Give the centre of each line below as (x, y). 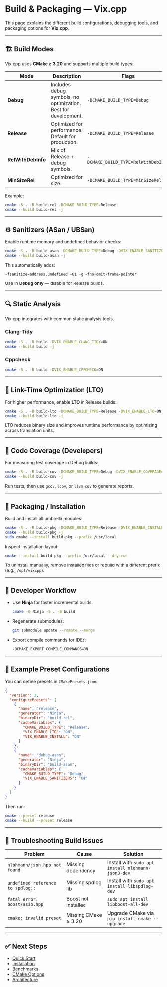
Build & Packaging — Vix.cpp (66, 9)
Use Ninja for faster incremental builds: (53, 603)
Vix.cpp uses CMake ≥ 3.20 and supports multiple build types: (69, 64)
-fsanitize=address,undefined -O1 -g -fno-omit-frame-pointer (71, 274)
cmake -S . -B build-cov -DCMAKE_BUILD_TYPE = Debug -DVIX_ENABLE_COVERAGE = (84, 472)
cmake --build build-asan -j (35, 256)
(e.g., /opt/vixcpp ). (25, 570)
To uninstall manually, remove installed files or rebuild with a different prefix (83, 565)
